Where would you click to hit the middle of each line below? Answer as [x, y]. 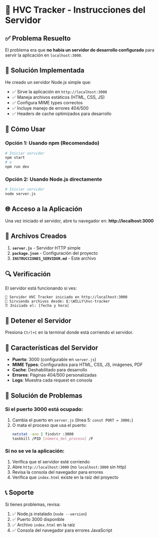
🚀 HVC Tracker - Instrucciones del [75, 10]
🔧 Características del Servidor [52, 348]
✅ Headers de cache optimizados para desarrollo [62, 114]
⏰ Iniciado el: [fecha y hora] [37, 306]
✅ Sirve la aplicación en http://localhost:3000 [60, 92]
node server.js [20, 194]
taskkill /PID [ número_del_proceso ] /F [53, 439]
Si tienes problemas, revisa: [33, 504]
